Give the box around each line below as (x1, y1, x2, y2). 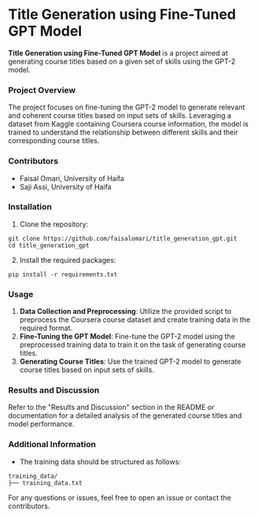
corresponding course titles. (8, 136, 100, 146)
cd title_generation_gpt (8, 242, 90, 249)
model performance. (8, 419, 75, 429)
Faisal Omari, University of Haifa (19, 173, 124, 183)
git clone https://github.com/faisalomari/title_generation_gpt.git (8, 234, 238, 242)
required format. (19, 323, 73, 333)
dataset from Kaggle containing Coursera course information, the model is (8, 120, 249, 129)
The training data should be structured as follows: (19, 456, 181, 466)
